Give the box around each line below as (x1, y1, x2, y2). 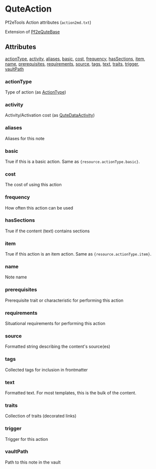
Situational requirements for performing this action (5, 321, 105, 326)
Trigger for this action (5, 436, 48, 442)
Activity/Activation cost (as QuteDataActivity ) (5, 113, 95, 118)
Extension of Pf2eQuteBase (5, 29, 60, 34)
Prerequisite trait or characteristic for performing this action (5, 297, 124, 303)
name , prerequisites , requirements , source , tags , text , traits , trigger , (5, 61, 140, 66)
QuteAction (5, 3, 52, 15)
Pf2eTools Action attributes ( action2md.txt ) (5, 19, 92, 25)
